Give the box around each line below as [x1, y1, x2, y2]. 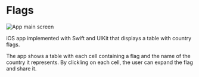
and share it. [6, 65, 37, 72]
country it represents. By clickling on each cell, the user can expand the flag [6, 59, 194, 66]
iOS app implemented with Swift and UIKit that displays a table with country [6, 34, 192, 41]
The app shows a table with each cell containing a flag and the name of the [6, 52, 191, 59]
